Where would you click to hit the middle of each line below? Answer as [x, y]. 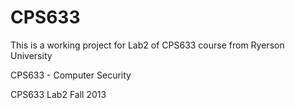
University [31, 55]
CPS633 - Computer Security [71, 75]
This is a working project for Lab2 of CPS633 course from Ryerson [147, 45]
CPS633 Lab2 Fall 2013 [58, 94]
